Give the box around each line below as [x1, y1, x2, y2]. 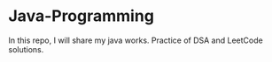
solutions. [8, 44, 44, 54]
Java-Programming [8, 6, 154, 26]
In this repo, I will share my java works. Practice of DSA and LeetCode [8, 35, 263, 45]
